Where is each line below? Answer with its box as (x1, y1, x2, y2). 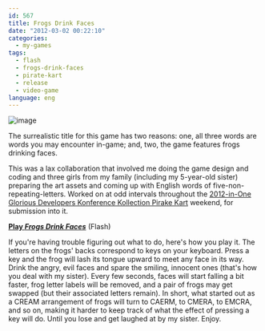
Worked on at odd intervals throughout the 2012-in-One (67, 189, 252, 199)
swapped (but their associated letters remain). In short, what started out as (8, 289, 255, 298)
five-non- (212, 181, 245, 191)
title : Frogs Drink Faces (8, 19, 94, 27)
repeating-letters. (8, 189, 66, 199)
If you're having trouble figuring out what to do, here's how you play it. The (8, 237, 255, 247)
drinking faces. (8, 148, 58, 158)
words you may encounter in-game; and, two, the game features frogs (8, 139, 240, 149)
